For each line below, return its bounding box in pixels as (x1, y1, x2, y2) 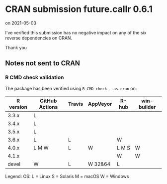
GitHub (39, 97, 57, 104)
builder (138, 103, 156, 110)
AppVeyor (87, 100, 112, 107)
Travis (68, 100, 83, 107)
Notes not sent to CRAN (5, 59, 81, 68)
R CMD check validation (5, 74, 64, 81)
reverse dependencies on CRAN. (5, 35, 73, 41)
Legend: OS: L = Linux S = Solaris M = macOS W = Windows (5, 173, 129, 179)
